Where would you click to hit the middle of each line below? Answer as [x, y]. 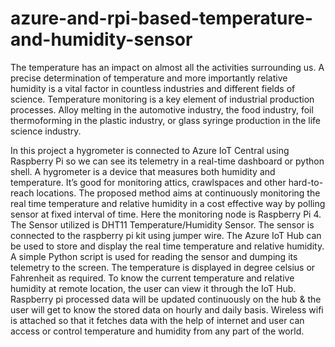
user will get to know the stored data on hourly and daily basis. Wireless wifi [167, 309]
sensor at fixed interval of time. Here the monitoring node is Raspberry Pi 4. [166, 214]
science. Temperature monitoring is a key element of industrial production [162, 99]
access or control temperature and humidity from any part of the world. [157, 331]
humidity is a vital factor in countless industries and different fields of [153, 88]
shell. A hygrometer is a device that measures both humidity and [143, 171]
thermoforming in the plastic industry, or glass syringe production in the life [166, 120]
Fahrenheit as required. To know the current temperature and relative [152, 278]
